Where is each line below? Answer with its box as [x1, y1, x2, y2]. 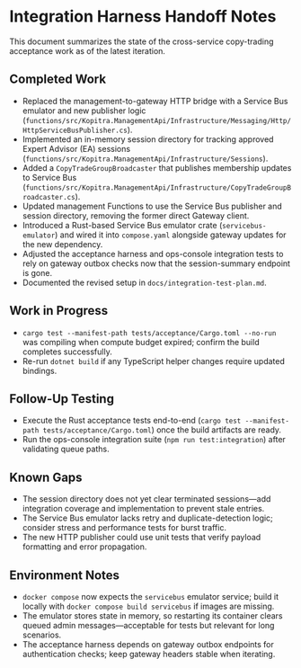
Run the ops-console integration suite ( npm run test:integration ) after [22, 434, 286, 445]
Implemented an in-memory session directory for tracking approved [22, 133, 274, 145]
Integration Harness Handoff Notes [9, 6, 277, 27]
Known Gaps [9, 469, 83, 485]
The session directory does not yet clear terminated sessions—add [22, 494, 271, 504]
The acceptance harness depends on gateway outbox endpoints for [22, 639, 274, 649]
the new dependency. [22, 238, 103, 249]
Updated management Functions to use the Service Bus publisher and [22, 200, 283, 211]
